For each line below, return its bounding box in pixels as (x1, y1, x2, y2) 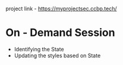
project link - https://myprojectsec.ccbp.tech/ (5, 5, 117, 12)
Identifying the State (14, 45, 64, 52)
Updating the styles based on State (14, 52, 101, 59)
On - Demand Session (5, 26, 115, 39)
